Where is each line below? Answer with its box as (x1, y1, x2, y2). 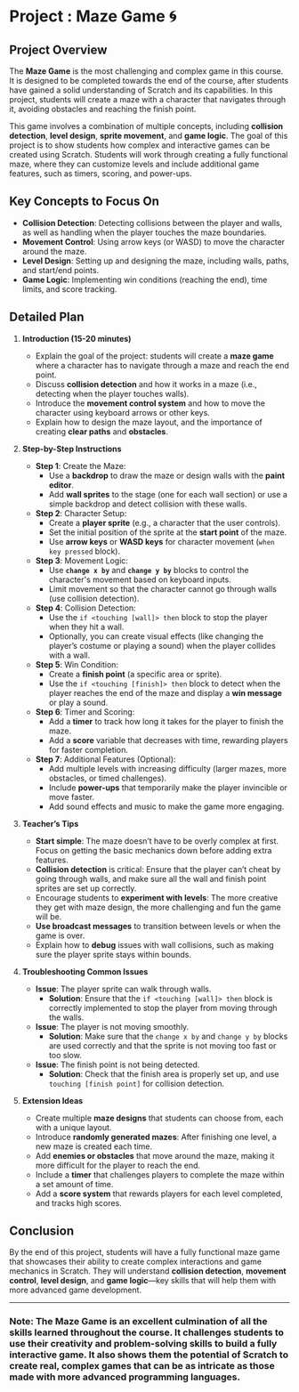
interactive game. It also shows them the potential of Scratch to (9, 1348, 289, 1361)
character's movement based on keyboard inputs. (48, 574, 231, 585)
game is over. (35, 930, 85, 941)
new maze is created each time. (35, 1141, 153, 1152)
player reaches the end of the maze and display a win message (48, 687, 283, 698)
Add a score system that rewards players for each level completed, (35, 1188, 283, 1199)
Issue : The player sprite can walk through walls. (35, 983, 212, 994)
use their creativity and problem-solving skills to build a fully (9, 1338, 278, 1350)
